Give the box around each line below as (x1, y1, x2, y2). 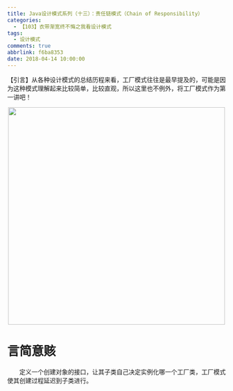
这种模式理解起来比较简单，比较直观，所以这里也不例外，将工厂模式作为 (12, 84, 220, 93)
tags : (7, 29, 23, 37)
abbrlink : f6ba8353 (7, 49, 64, 56)
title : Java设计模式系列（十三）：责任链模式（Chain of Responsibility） (7, 10, 203, 17)
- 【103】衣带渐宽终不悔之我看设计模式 (13, 23, 112, 30)
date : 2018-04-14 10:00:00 (7, 56, 85, 63)
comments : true (7, 42, 51, 49)
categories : (7, 17, 42, 24)
